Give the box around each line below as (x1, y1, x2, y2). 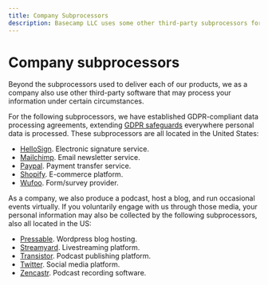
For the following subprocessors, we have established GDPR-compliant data (8, 112, 259, 122)
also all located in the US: (8, 219, 92, 228)
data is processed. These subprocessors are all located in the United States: (8, 129, 259, 139)
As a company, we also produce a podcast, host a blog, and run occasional (8, 193, 255, 203)
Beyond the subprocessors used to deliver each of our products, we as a (8, 80, 248, 89)
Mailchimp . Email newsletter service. (19, 153, 141, 162)
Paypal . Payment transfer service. (19, 161, 132, 171)
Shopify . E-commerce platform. (19, 170, 124, 179)
